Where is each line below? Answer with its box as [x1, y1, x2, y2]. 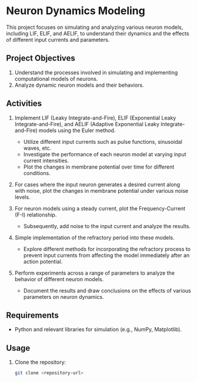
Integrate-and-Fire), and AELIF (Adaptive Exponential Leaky [14, 120, 160, 127]
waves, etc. [23, 144, 52, 152]
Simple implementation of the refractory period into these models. [14, 234, 175, 241]
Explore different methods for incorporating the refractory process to [23, 245, 191, 252]
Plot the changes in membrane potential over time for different [23, 163, 175, 170]
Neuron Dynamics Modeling [6, 4, 145, 18]
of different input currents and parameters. [6, 36, 110, 43]
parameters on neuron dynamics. [23, 293, 104, 300]
